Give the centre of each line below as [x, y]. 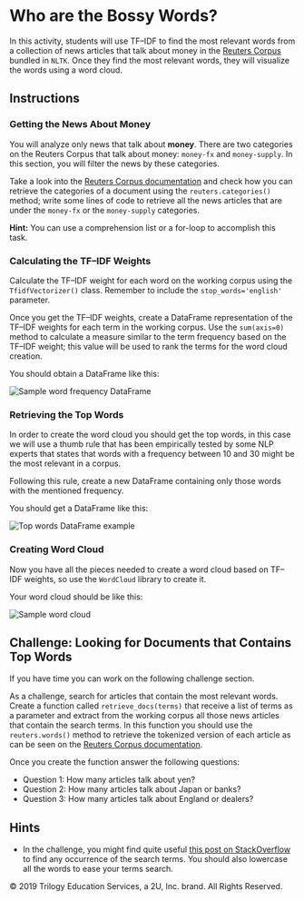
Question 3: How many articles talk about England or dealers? [138, 799]
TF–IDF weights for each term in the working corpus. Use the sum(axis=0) [147, 327]
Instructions [44, 99]
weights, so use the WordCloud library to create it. [115, 579]
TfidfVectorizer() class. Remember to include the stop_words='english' [146, 290]
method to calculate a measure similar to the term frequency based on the [148, 336]
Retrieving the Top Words [67, 414]
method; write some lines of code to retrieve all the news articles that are [146, 200]
